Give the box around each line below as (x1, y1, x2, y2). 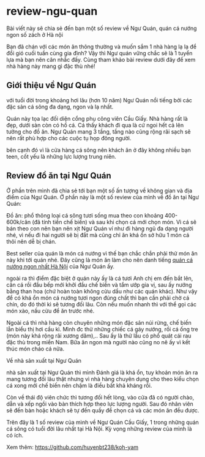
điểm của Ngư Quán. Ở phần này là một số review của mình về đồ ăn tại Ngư (6, 193, 199, 200)
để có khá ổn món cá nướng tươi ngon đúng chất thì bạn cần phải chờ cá (6, 294, 190, 301)
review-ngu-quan (6, 4, 98, 18)
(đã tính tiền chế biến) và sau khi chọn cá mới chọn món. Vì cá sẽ (32, 218, 197, 225)
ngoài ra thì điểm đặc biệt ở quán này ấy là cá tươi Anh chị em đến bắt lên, (6, 274, 193, 282)
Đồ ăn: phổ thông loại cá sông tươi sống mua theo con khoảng (6, 211, 164, 219)
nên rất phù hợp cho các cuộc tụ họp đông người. (6, 134, 132, 142)
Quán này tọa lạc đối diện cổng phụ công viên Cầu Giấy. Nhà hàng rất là (6, 115, 188, 122)
